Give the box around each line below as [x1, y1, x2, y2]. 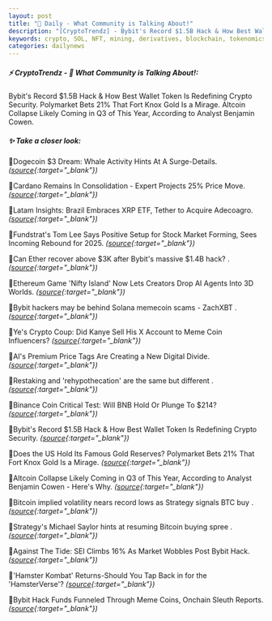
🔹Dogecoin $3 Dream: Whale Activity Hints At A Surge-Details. [8, 157, 218, 166]
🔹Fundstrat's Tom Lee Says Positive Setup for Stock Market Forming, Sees [8, 230, 257, 239]
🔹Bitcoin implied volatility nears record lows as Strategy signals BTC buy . [8, 498, 253, 507]
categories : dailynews [8, 42, 85, 50]
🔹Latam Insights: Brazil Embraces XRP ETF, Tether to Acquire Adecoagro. [8, 205, 253, 215]
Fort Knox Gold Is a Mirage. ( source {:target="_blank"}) [8, 458, 191, 468]
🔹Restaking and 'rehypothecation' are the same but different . [8, 376, 215, 386]
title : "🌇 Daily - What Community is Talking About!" [8, 19, 194, 28]
